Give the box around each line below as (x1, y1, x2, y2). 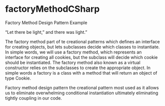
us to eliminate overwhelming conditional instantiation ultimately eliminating (5, 90, 159, 96)
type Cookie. (5, 75, 31, 81)
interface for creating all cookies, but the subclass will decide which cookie (5, 54, 158, 60)
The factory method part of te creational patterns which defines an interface (5, 38, 160, 45)
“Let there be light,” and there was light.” (5, 29, 88, 35)
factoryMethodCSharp (5, 3, 100, 15)
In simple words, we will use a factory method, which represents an (5, 49, 142, 55)
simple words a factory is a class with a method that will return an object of (5, 70, 158, 76)
